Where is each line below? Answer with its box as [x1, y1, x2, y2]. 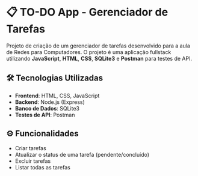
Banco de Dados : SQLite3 [14, 105, 80, 112]
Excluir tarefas [14, 157, 51, 165]
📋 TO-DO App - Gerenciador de [6, 5, 169, 19]
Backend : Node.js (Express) [14, 98, 85, 106]
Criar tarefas [14, 144, 46, 151]
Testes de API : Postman [14, 111, 75, 118]
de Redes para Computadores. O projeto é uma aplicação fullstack [6, 48, 172, 55]
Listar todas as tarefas [14, 163, 70, 171]
